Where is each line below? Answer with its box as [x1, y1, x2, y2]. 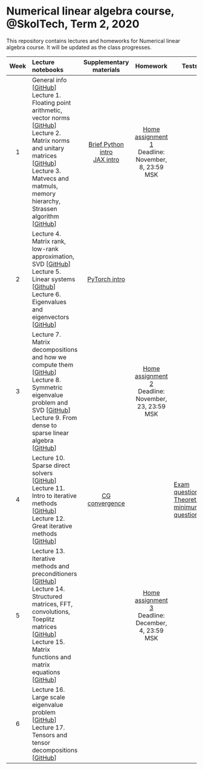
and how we [32, 353, 66, 361]
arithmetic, [32, 106, 62, 115]
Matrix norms [32, 136, 70, 145]
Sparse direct [32, 461, 71, 470]
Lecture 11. [32, 483, 65, 492]
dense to [32, 421, 57, 430]
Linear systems [32, 274, 76, 283]
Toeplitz [32, 615, 55, 623]
